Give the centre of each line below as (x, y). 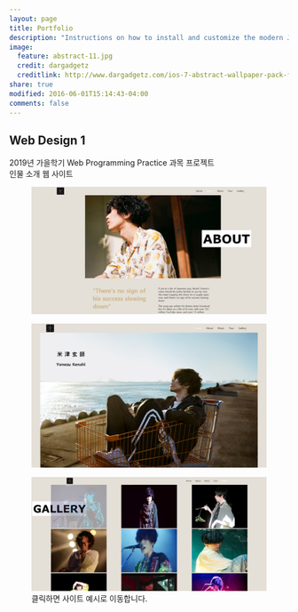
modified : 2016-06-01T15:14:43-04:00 (79, 93)
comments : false (39, 103)
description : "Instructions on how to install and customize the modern (146, 37)
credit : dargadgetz (53, 66)
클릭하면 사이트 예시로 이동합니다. (90, 599)
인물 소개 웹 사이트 (41, 174)
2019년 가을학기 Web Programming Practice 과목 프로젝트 (112, 163)
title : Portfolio (41, 28)
